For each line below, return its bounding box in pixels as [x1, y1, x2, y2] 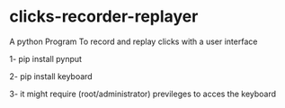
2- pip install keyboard [9, 70, 93, 82]
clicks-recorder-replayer [9, 6, 199, 27]
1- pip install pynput [9, 53, 83, 64]
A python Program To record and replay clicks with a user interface [9, 36, 258, 47]
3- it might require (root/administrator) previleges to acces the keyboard [9, 88, 277, 99]
